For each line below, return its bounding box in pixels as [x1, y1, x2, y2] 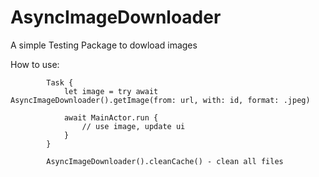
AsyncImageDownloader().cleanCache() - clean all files [46, 156, 284, 166]
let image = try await [63, 86, 159, 96]
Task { [46, 77, 74, 88]
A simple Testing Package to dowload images [10, 39, 198, 51]
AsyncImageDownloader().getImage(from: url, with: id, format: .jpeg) [10, 95, 311, 105]
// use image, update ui [81, 121, 186, 131]
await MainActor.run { [63, 112, 159, 123]
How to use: [10, 58, 60, 70]
